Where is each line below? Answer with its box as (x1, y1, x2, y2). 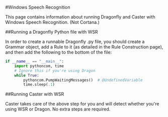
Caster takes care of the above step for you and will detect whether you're (5, 101, 159, 107)
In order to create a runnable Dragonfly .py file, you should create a (5, 38, 145, 44)
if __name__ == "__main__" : (5, 59, 64, 64)
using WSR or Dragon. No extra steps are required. (5, 106, 111, 112)
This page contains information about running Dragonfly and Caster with (5, 14, 155, 19)
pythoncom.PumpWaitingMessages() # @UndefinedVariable (23, 77, 143, 82)
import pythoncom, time (14, 63, 64, 68)
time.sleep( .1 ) (23, 82, 55, 87)
